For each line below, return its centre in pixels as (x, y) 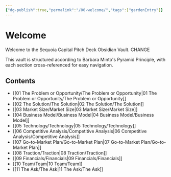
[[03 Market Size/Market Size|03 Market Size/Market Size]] (75, 109)
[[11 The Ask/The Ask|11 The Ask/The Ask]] (58, 169)
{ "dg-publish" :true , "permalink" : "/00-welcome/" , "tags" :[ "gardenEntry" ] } (84, 10)
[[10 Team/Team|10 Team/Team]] (47, 164)
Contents (20, 81)
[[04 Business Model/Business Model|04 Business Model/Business (83, 115)
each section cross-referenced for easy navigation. (59, 65)
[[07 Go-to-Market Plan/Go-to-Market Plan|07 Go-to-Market (76, 142)
